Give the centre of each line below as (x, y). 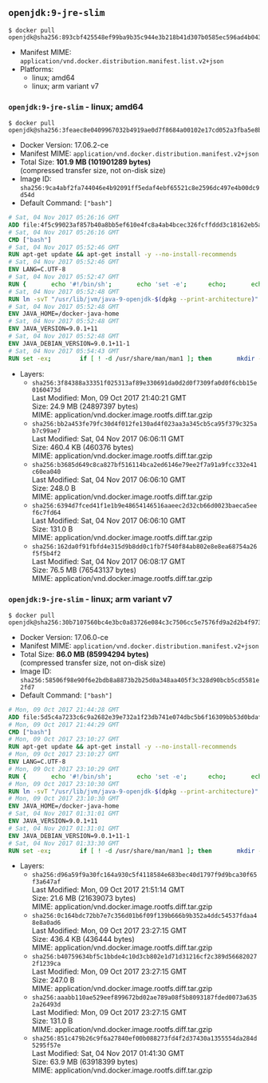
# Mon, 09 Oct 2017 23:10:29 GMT (64, 769)
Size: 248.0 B (53, 488)
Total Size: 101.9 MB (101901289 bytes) (85, 162)
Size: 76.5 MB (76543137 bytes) (84, 570)
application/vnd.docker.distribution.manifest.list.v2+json (122, 61)
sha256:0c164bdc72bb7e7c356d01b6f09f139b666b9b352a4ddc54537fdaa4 (144, 916)
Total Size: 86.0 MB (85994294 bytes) (84, 654)
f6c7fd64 (46, 512)
